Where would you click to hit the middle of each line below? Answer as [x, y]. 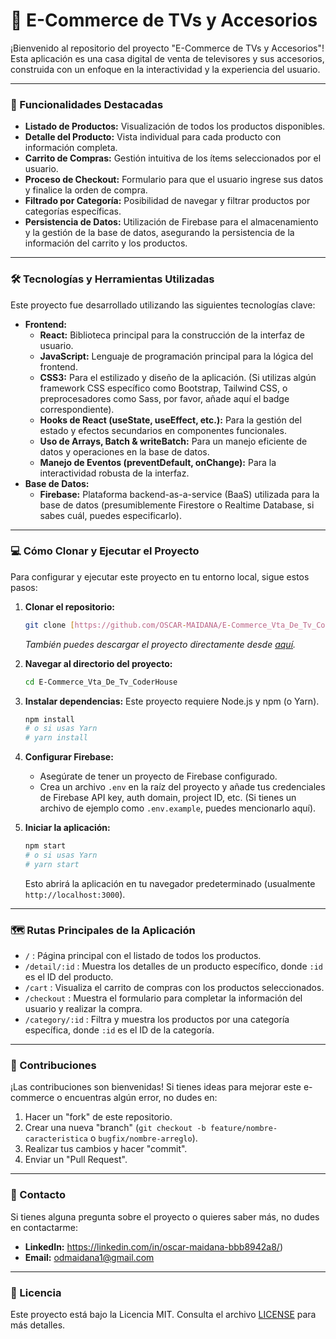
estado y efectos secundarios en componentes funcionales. [163, 430]
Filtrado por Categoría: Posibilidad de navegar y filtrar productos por [167, 201]
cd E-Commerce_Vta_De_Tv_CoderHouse [101, 682]
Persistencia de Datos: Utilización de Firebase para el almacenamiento [171, 222]
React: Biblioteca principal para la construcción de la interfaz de [172, 335]
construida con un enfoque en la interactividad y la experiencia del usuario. [165, 69]
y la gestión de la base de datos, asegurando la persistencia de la [159, 233]
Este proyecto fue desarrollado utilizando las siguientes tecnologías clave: [163, 305]
